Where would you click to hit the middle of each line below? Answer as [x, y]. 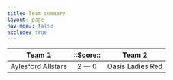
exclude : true [27, 32]
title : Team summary [37, 13]
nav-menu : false [30, 26]
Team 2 [135, 55]
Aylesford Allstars [39, 66]
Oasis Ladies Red [135, 66]
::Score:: [87, 55]
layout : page [26, 20]
